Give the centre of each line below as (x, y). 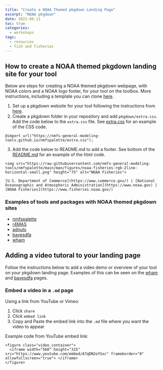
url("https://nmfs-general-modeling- (61, 136)
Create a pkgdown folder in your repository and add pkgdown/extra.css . (85, 116)
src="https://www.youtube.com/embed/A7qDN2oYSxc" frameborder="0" (75, 354)
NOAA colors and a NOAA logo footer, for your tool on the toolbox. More (78, 91)
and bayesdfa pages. (27, 278)
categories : (17, 28)
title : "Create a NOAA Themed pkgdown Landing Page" (60, 10)
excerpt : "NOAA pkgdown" (31, 14)
